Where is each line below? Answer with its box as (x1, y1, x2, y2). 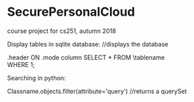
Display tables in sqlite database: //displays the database (7, 40, 169, 48)
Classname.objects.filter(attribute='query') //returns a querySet (7, 87, 187, 95)
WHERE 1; (7, 60, 35, 68)
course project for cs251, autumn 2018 (7, 27, 116, 35)
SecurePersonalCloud (7, 4, 136, 20)
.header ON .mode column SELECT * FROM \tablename (7, 53, 165, 62)
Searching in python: (7, 73, 67, 82)
